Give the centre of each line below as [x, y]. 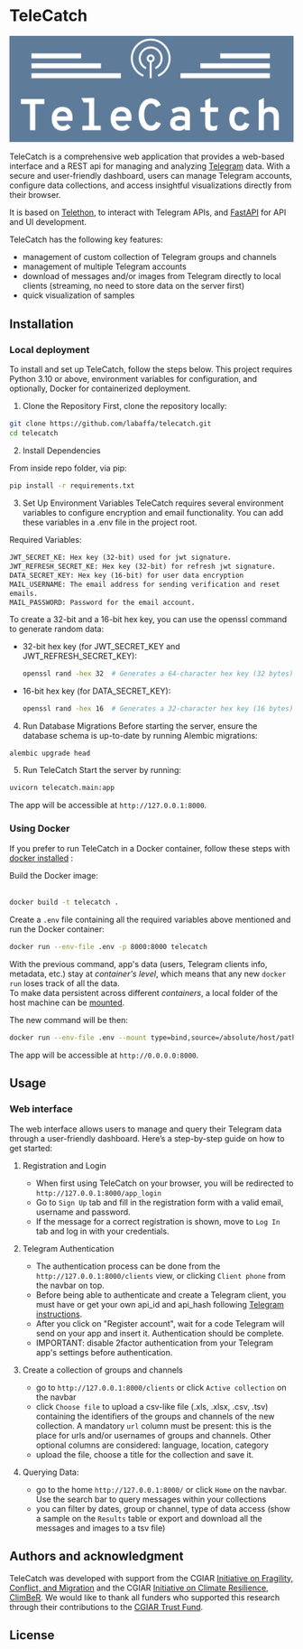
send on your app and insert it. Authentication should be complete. [160, 1333]
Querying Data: [50, 1472]
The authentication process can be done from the [128, 1266]
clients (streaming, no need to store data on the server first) [133, 286]
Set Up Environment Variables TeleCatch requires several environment [153, 503]
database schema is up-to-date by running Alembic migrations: [140, 735]
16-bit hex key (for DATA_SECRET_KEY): [96, 691]
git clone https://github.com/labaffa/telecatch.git [110, 424]
